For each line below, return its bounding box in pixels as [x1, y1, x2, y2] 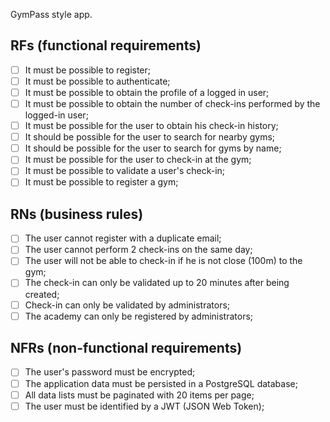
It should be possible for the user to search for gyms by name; [24, 142, 282, 154]
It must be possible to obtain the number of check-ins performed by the [24, 98, 321, 109]
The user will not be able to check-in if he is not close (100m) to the [24, 255, 303, 267]
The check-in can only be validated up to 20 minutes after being [24, 277, 290, 289]
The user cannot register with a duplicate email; [24, 232, 222, 244]
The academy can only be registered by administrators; [24, 310, 254, 322]
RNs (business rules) [10, 205, 144, 223]
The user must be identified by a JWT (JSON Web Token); [24, 400, 265, 412]
